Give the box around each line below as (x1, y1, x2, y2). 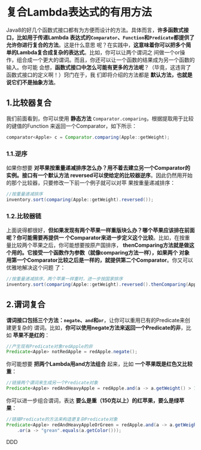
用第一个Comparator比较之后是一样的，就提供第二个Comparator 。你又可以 (6, 256, 193, 264)
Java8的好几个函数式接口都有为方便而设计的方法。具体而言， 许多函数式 (6, 26, 184, 33)
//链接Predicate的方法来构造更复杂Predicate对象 (6, 417, 118, 423)
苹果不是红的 (13, 331, 45, 338)
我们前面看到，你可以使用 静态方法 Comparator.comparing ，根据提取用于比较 (6, 115, 194, 122)
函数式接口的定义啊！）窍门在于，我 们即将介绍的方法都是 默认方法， (6, 71, 177, 78)
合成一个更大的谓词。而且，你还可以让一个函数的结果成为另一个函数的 (22, 56, 195, 63)
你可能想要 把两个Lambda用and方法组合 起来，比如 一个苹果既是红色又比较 (6, 360, 193, 368)
